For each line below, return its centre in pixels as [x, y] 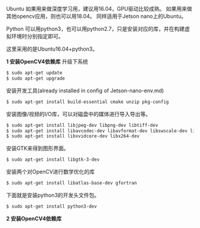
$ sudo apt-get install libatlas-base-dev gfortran [71, 183]
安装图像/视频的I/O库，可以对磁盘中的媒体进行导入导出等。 [79, 114]
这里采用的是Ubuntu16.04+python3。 [52, 49]
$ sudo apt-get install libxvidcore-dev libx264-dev [73, 136]
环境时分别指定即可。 [37, 36]
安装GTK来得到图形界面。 [38, 148]
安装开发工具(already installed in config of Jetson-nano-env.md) [85, 90]
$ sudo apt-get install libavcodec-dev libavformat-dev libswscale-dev [97, 131]
